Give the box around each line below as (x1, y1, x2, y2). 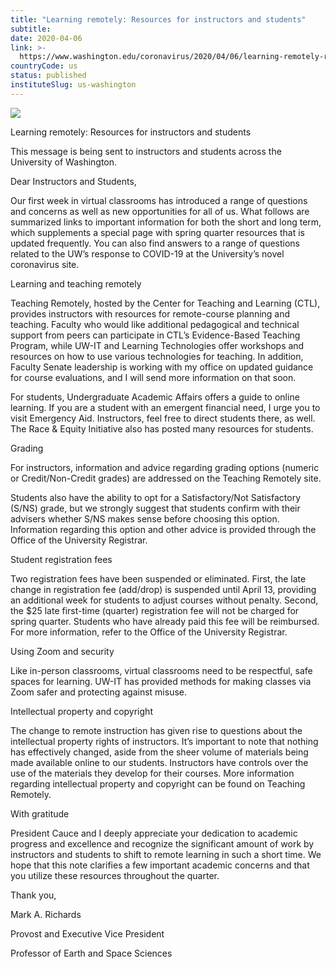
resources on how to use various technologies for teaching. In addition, (10, 350, 304, 362)
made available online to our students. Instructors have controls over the (10, 756, 309, 768)
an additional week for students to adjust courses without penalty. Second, (10, 594, 319, 606)
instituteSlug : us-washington (10, 80, 137, 90)
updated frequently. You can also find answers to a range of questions (10, 237, 300, 249)
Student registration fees (10, 553, 113, 565)
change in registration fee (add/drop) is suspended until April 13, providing (10, 583, 317, 595)
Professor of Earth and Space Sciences (10, 947, 173, 959)
